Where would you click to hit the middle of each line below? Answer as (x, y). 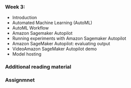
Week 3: (15, 7)
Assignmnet (20, 80)
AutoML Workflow (30, 28)
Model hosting (27, 54)
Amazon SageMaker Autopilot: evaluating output (61, 44)
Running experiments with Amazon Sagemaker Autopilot (69, 38)
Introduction (25, 18)
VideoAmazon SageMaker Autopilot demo (54, 49)
